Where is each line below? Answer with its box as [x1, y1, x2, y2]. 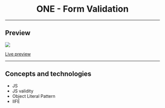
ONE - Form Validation [36, 3, 129, 15]
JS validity [12, 88, 33, 94]
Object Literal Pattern [12, 93, 55, 99]
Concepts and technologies [5, 70, 92, 78]
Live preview [5, 51, 31, 57]
